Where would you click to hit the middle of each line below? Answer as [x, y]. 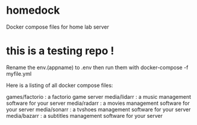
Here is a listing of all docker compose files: [60, 85]
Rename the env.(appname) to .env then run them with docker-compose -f [97, 67]
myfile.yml [19, 74]
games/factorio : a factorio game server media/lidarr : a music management [99, 96]
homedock [33, 10]
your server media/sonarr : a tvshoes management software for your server [99, 109]
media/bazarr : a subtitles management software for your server [85, 115]
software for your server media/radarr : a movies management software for [98, 103]
